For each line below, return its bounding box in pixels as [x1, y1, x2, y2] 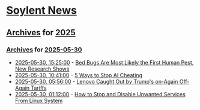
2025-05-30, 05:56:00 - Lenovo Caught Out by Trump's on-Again [14, 78, 178, 85]
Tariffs [31, 84, 47, 91]
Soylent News [6, 4, 77, 17]
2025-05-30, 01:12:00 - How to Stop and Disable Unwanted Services [14, 90, 186, 97]
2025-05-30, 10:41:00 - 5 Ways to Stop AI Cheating [14, 71, 143, 78]
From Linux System [14, 97, 63, 104]
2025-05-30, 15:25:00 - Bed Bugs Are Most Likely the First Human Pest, [14, 59, 194, 66]
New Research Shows [14, 65, 70, 72]
